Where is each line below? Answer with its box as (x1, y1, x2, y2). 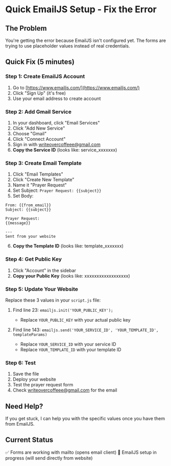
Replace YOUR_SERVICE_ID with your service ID (20, 341, 116, 347)
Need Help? (5, 402, 43, 410)
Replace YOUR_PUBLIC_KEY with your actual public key (20, 316, 131, 323)
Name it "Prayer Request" (12, 182, 67, 188)
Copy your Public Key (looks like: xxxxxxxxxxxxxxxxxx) (12, 273, 130, 279)
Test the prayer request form (12, 382, 74, 388)
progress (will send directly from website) (5, 455, 93, 461)
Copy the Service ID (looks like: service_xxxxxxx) (12, 146, 117, 153)
